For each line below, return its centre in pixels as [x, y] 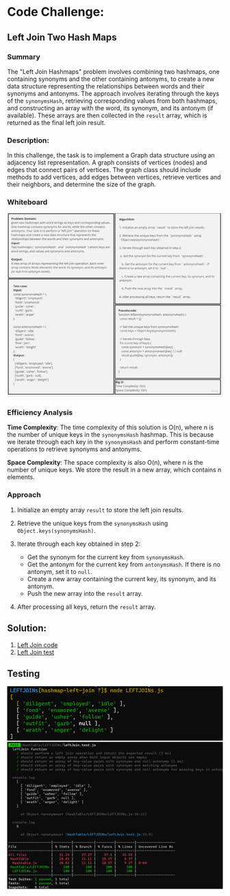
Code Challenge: [56, 12]
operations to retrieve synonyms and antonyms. [74, 449]
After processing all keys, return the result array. [86, 607]
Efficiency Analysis [40, 413]
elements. [21, 477]
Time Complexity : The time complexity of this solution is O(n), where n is [111, 427]
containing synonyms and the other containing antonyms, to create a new [111, 79]
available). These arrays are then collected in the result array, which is [107, 115]
